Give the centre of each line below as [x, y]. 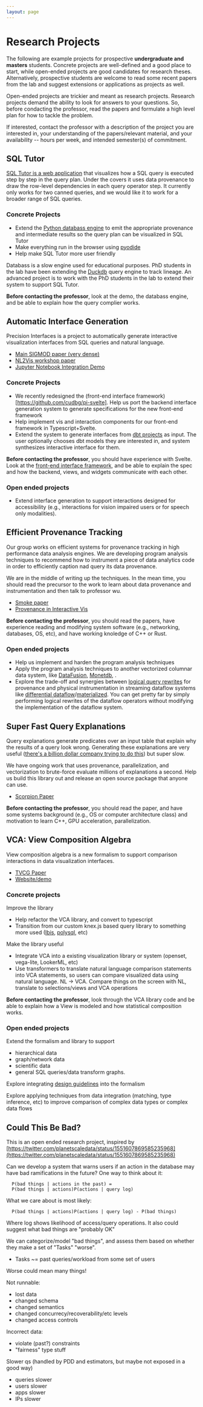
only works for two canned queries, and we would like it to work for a [92, 192]
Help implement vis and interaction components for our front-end [96, 421]
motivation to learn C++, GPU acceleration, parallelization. [79, 821]
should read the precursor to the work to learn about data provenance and [99, 584]
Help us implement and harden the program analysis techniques [95, 662]
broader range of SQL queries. [44, 199]
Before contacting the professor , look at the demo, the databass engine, [97, 296]
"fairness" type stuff [40, 1350]
